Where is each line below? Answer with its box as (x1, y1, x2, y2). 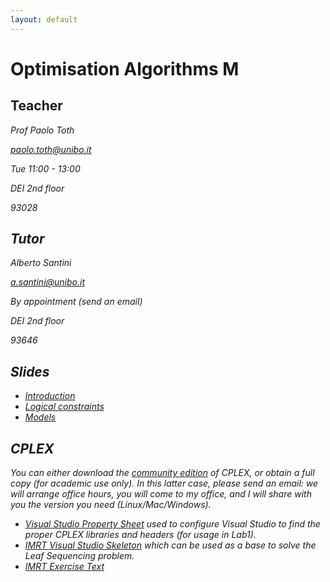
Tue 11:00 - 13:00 (10, 162, 81, 175)
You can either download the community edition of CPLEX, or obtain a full (10, 467, 315, 479)
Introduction (24, 390, 76, 402)
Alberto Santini (10, 257, 72, 269)
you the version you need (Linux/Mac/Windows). (10, 499, 212, 511)
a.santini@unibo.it (10, 276, 85, 288)
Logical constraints (24, 401, 105, 413)
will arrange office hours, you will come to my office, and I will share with (10, 488, 312, 500)
